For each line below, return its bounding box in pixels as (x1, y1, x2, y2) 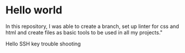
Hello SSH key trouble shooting (5, 40, 81, 47)
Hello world (5, 3, 63, 17)
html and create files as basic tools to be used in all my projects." (5, 29, 163, 36)
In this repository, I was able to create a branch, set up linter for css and (5, 23, 180, 30)
